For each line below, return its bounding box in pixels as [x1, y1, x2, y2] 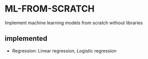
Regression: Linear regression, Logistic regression [12, 47, 117, 53]
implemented [5, 34, 47, 43]
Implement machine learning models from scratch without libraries [5, 20, 143, 26]
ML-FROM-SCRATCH [5, 3, 95, 15]
